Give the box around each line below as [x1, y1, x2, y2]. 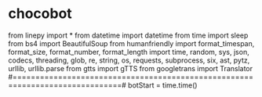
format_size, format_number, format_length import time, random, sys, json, [8, 47, 249, 56]
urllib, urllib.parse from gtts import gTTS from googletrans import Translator [8, 63, 253, 73]
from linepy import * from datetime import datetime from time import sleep [8, 31, 249, 40]
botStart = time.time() [128, 80, 198, 90]
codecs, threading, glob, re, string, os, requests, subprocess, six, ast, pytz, [8, 56, 250, 65]
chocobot [8, 5, 72, 23]
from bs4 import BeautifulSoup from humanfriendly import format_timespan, [8, 38, 255, 48]
